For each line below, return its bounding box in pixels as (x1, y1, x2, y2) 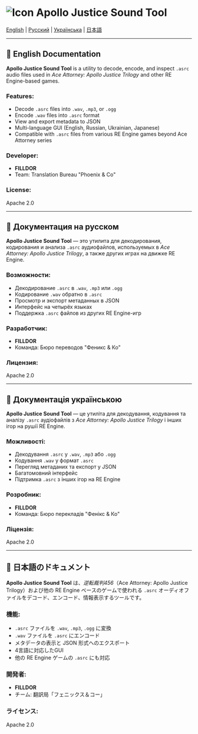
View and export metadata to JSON (14, 118, 101, 125)
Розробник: (6, 491, 41, 499)
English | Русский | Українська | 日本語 (6, 26, 102, 33)
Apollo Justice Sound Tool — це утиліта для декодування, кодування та (6, 410, 186, 417)
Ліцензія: (6, 525, 34, 533)
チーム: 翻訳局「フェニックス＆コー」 (14, 691, 105, 698)
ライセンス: (6, 707, 38, 716)
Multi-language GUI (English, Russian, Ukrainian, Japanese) (14, 124, 160, 131)
